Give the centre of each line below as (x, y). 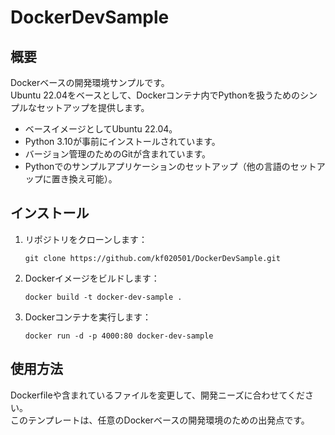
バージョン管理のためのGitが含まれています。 (118, 154)
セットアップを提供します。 (93, 107)
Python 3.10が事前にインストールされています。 (122, 141)
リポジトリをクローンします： (86, 239)
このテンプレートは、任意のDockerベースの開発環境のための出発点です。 (160, 420)
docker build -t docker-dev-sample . (103, 297)
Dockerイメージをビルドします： (92, 278)
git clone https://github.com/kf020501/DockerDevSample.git (152, 258)
